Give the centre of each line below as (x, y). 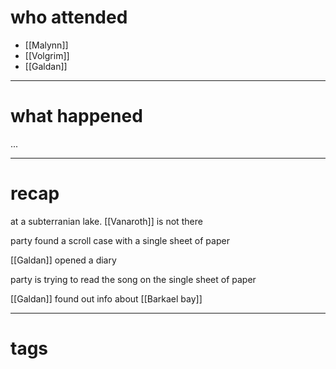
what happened (76, 116)
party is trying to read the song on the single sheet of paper (133, 279)
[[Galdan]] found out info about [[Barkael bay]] (106, 298)
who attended (69, 17)
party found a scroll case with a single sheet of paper (120, 240)
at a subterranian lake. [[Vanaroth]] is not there (106, 221)
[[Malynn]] (46, 45)
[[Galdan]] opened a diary (63, 260)
